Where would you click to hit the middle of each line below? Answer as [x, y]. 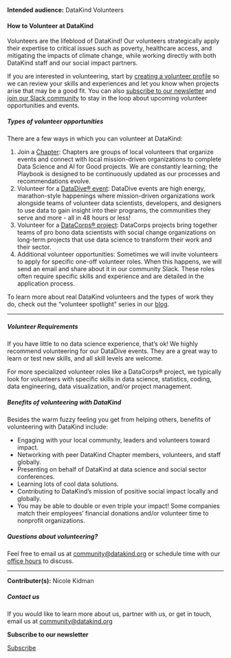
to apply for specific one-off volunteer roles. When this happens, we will [119, 262]
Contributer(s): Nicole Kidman [51, 581]
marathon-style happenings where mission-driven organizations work [116, 196]
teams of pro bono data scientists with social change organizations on [117, 233]
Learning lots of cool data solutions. [68, 484]
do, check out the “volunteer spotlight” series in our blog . [88, 304]
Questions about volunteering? [53, 536]
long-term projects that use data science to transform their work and [114, 240]
